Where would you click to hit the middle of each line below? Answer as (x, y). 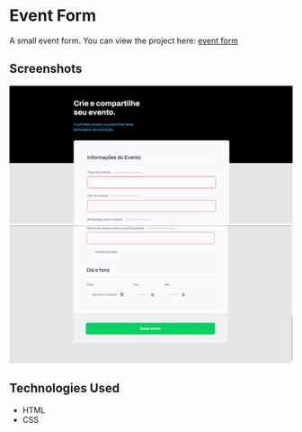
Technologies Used (64, 388)
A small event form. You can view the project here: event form (124, 40)
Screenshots (46, 69)
